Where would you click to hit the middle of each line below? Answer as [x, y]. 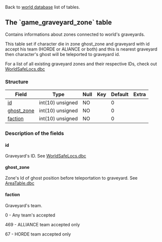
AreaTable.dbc [20, 183]
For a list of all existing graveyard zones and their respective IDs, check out [81, 64]
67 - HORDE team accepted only [38, 234]
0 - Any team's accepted [30, 215]
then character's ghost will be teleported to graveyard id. [63, 54]
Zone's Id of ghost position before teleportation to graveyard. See [71, 178]
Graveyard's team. [24, 205]
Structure [17, 81]
